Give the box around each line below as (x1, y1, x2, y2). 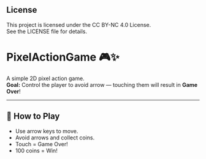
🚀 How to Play (6, 111, 60, 122)
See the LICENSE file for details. (6, 28, 88, 35)
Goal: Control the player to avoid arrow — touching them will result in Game (6, 81, 198, 88)
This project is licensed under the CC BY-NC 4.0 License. (6, 21, 151, 28)
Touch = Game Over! (15, 140, 69, 147)
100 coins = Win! (15, 147, 58, 154)
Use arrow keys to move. (15, 127, 78, 135)
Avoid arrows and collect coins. (15, 134, 95, 141)
